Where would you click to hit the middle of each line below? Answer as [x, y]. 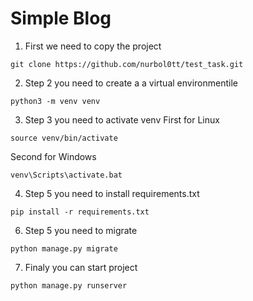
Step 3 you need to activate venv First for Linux [122, 119]
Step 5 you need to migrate [81, 230]
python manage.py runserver [69, 285]
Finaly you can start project [81, 267]
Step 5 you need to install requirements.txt [112, 193]
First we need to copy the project [93, 46]
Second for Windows [53, 156]
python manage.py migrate [64, 248]
